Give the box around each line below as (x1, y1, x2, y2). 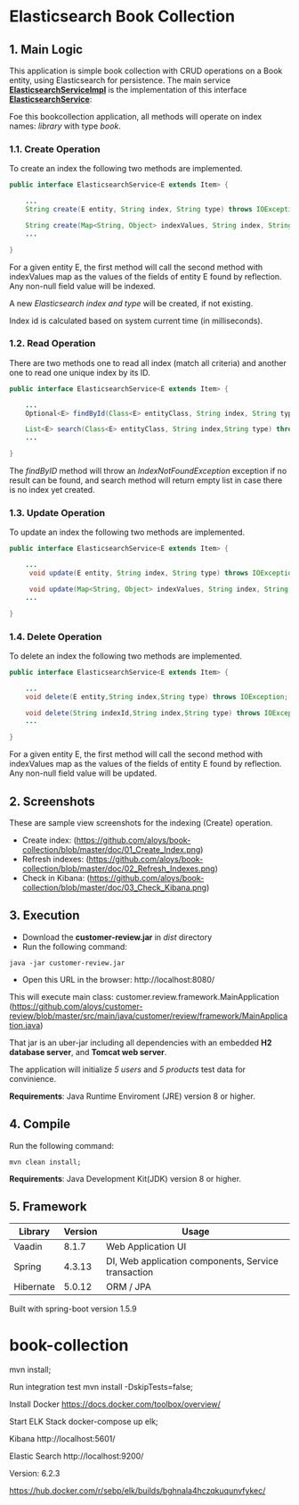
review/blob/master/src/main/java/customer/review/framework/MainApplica (9, 1010, 288, 1021)
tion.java (9, 1019, 41, 1030)
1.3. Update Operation (9, 507, 105, 520)
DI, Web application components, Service (106, 1255, 279, 1268)
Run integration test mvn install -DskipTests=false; (9, 1382, 194, 1393)
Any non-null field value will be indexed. (9, 280, 156, 291)
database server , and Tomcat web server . (9, 1046, 167, 1057)
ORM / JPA (106, 1281, 151, 1293)
